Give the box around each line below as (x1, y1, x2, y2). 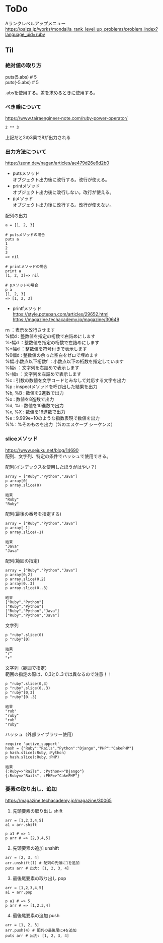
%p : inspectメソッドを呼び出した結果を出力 (5, 384, 98, 390)
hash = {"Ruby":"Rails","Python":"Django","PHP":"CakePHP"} (5, 745, 134, 751)
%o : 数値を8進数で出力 (5, 396, 54, 402)
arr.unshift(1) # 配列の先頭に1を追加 (5, 860, 79, 865)
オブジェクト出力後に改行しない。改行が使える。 (12, 190, 114, 196)
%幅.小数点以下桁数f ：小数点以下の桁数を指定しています (5, 358, 124, 364)
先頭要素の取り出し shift (12, 807, 63, 814)
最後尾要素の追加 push (12, 912, 60, 918)
